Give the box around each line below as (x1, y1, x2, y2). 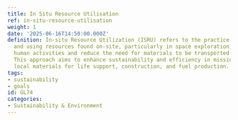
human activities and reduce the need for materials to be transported (13, 50, 230, 57)
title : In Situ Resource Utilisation (7, 10, 119, 18)
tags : (7, 69, 23, 76)
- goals (7, 83, 30, 90)
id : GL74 (7, 89, 33, 96)
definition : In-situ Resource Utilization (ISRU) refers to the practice (7, 37, 230, 44)
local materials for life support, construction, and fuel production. (13, 63, 230, 70)
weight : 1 (7, 23, 37, 30)
